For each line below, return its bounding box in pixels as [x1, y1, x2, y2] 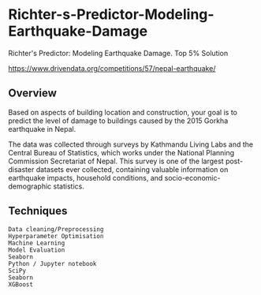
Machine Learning [8, 239, 65, 247]
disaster [8, 164, 35, 174]
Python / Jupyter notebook [8, 260, 97, 267]
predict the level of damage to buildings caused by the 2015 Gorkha [8, 116, 229, 125]
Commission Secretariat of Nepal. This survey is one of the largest [8, 156, 224, 166]
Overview [8, 87, 58, 100]
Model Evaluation [8, 246, 65, 254]
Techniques [8, 204, 68, 218]
